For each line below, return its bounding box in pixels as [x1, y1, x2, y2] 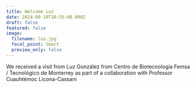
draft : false [6, 19, 38, 25]
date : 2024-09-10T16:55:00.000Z [6, 14, 86, 20]
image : [6, 31, 22, 36]
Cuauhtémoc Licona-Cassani [6, 75, 77, 82]
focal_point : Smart [11, 42, 60, 48]
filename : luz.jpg [11, 36, 57, 42]
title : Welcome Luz [6, 8, 54, 15]
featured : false [6, 25, 46, 31]
